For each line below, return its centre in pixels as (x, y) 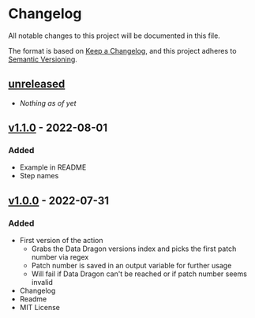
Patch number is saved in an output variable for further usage (131, 266)
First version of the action (62, 241)
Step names (39, 176)
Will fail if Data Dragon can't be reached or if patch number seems (139, 274)
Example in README (53, 167)
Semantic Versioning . (43, 59)
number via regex (60, 257)
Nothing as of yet (48, 103)
